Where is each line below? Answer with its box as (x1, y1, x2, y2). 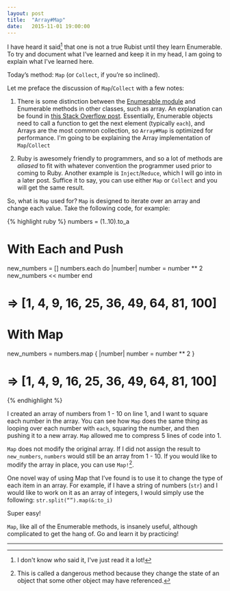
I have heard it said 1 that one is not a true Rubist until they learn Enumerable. (7, 42, 222, 51)
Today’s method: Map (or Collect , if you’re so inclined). (7, 71, 160, 79)
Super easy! (7, 509, 41, 517)
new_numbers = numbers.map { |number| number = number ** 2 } (7, 349, 195, 358)
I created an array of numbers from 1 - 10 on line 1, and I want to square (7, 410, 209, 418)
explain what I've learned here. (7, 58, 94, 66)
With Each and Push (7, 242, 124, 257)
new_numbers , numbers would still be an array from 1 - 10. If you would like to (7, 452, 218, 461)
